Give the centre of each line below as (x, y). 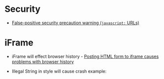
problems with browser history (43, 61)
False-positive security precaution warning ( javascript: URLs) (76, 23)
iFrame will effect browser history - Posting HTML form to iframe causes (85, 56)
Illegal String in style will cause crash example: (59, 71)
